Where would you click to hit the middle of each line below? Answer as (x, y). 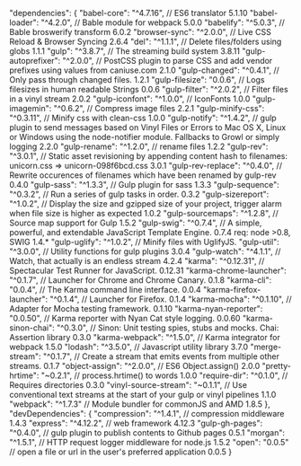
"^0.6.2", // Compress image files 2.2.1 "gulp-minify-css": (159, 108)
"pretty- (277, 366)
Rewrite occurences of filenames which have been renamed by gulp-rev (143, 175)
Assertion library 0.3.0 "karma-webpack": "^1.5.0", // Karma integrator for (145, 337)
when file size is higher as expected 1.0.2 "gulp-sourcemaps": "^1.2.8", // (144, 213)
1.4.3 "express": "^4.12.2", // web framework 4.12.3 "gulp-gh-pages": (136, 423)
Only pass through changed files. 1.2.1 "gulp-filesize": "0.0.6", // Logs (137, 79)
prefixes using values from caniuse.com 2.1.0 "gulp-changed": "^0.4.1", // (145, 70)
